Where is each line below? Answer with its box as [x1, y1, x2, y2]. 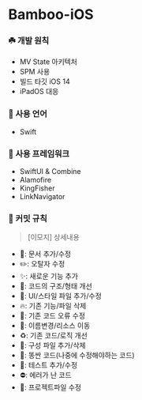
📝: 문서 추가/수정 [19, 249, 72, 258]
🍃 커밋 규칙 [8, 213, 47, 224]
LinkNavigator [19, 192, 65, 202]
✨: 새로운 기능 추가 [19, 271, 79, 281]
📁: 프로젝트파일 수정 [19, 383, 81, 392]
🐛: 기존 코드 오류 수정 [19, 311, 85, 321]
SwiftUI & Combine [19, 167, 81, 176]
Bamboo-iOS [8, 6, 94, 24]
